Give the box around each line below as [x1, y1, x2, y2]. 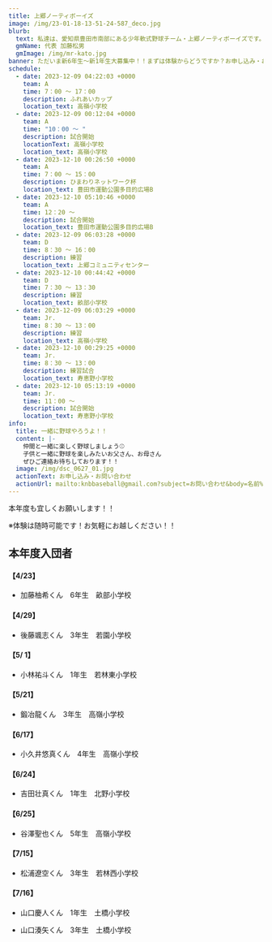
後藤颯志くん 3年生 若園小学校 [19, 630, 132, 640]
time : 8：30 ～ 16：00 [23, 246, 96, 254]
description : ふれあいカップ [23, 95, 113, 103]
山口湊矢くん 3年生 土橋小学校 [19, 925, 132, 935]
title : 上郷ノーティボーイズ [8, 11, 94, 20]
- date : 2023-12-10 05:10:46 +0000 [15, 192, 136, 201]
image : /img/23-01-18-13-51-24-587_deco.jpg [8, 19, 161, 28]
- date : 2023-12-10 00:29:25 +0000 [15, 344, 136, 352]
